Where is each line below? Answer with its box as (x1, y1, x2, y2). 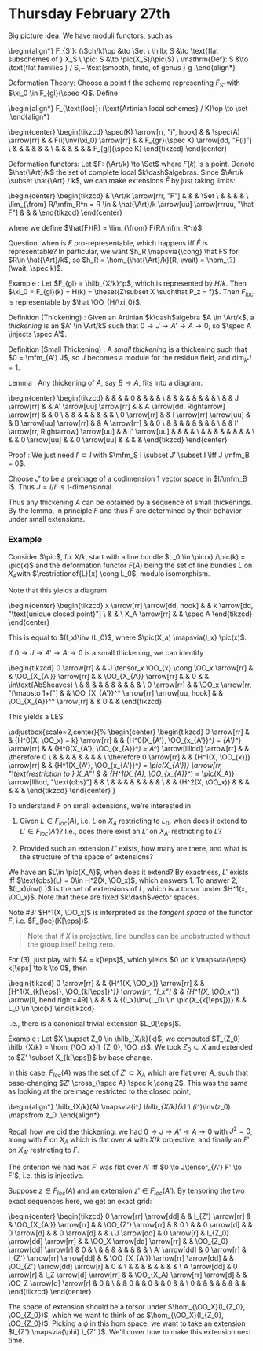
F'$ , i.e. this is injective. (8, 1170, 85, 1180)
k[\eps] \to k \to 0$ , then (8, 963, 88, 973)
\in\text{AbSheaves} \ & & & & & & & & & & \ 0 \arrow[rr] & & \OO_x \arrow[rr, (8, 680, 252, 689)
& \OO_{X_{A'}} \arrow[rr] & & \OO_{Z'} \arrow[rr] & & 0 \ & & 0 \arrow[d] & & (8, 1220, 253, 1229)
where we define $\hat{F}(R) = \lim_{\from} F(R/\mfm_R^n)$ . (8, 223, 204, 232)
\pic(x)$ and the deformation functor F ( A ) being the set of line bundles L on (8, 560, 253, 570)
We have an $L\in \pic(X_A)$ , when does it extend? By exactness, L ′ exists (8, 867, 249, 877)
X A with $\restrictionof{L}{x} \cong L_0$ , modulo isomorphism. (8, 568, 210, 580)
